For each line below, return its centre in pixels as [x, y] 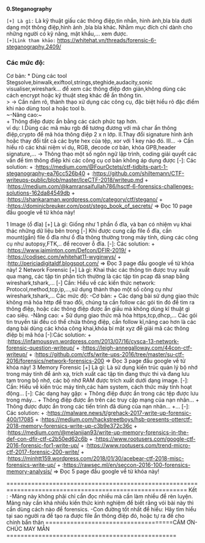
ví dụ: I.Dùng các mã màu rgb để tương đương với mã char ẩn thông [91, 128]
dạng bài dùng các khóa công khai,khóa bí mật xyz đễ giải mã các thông [98, 328]
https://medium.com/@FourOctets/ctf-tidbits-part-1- [102, 167]
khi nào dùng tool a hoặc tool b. [46, 108]
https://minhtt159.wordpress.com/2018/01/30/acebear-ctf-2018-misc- [96, 459]
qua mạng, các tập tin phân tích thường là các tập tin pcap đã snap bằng [98, 276]
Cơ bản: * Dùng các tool [37, 76]
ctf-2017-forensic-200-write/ [43, 452]
